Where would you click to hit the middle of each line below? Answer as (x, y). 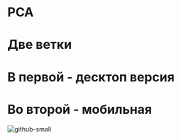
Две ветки (40, 45)
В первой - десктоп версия (91, 77)
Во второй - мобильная (80, 109)
